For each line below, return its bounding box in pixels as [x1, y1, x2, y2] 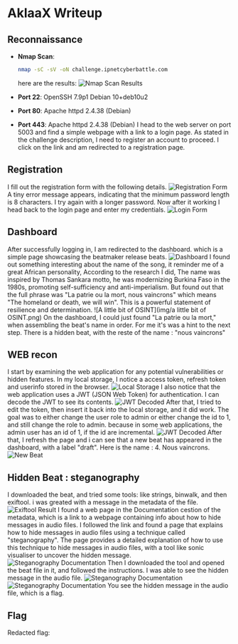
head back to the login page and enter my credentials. [7, 205, 166, 214]
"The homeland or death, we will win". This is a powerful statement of [7, 298, 211, 306]
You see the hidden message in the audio [107, 581, 229, 590]
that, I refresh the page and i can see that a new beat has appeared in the [7, 436, 222, 445]
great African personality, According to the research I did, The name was [7, 267, 221, 276]
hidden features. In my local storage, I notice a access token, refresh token [7, 375, 226, 384]
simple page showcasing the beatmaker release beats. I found [7, 252, 231, 261]
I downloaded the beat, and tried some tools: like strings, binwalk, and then [7, 490, 227, 499]
